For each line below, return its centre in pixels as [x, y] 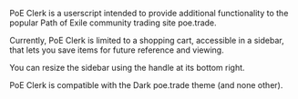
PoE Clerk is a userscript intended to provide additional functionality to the [149, 13]
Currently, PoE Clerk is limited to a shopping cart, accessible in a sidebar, [147, 40]
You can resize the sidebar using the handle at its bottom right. [127, 68]
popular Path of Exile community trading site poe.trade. [113, 23]
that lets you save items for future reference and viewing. [117, 50]
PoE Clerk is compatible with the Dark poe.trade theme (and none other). [146, 85]
